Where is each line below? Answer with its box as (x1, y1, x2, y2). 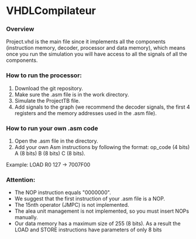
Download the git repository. (14, 85, 84, 92)
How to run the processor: (6, 71, 82, 79)
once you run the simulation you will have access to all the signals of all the (6, 51, 187, 58)
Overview (6, 25, 35, 33)
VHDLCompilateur (6, 4, 97, 18)
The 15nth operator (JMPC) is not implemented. (14, 202, 130, 209)
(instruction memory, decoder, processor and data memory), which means (6, 44, 185, 51)
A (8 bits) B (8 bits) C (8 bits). (14, 150, 86, 157)
